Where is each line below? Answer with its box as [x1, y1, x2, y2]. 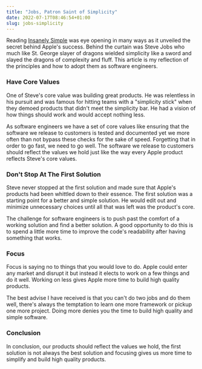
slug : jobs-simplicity [6, 20, 64, 26]
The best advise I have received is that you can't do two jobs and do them [6, 294, 191, 302]
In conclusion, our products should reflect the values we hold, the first [6, 342, 181, 350]
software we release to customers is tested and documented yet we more [6, 129, 190, 137]
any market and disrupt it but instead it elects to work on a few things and [6, 269, 189, 277]
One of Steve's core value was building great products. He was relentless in [6, 92, 195, 99]
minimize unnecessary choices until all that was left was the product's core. [6, 203, 195, 210]
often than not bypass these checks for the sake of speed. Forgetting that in [6, 135, 195, 143]
